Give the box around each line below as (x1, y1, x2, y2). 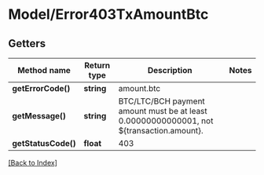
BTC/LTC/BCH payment (118, 96, 206, 107)
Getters (8, 37, 46, 50)
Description (147, 65, 192, 75)
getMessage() (12, 111, 67, 121)
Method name (16, 65, 71, 75)
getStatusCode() (12, 138, 76, 148)
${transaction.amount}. (118, 126, 204, 136)
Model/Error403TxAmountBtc (8, 5, 209, 24)
